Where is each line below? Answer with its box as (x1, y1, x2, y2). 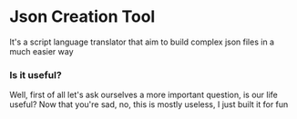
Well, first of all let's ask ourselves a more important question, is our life (9, 89, 278, 101)
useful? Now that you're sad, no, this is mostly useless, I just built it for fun (9, 99, 289, 110)
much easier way (9, 45, 75, 56)
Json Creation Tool (9, 6, 156, 27)
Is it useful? (9, 68, 62, 81)
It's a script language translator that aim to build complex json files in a (9, 36, 275, 47)
